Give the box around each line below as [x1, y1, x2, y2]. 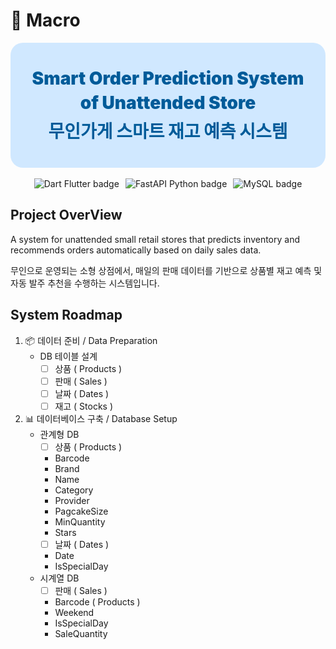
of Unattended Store [79, 92, 257, 114]
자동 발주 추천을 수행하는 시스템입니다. [10, 277, 160, 289]
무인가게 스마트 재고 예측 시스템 [48, 120, 288, 143]
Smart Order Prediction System [31, 67, 305, 90]
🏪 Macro [10, 9, 81, 32]
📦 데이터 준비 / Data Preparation [24, 334, 158, 346]
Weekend [54, 607, 95, 618]
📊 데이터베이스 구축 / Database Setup [24, 412, 178, 424]
